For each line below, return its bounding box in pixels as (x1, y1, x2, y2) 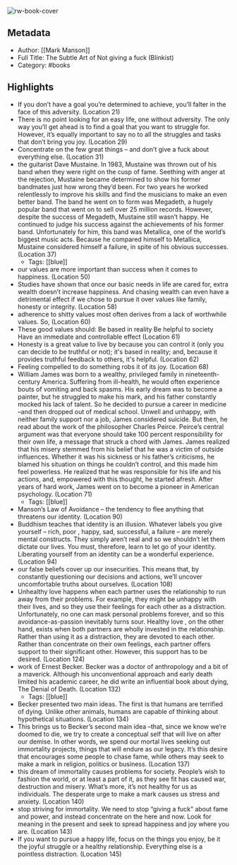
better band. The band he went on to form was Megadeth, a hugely (17, 198, 213, 206)
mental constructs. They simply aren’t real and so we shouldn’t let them (17, 535, 226, 543)
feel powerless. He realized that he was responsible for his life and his (17, 467, 221, 476)
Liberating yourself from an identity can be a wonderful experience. (17, 550, 214, 558)
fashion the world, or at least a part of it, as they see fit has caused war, (17, 775, 226, 783)
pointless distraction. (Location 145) (17, 849, 122, 858)
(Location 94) (17, 557, 58, 566)
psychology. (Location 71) (17, 490, 93, 498)
